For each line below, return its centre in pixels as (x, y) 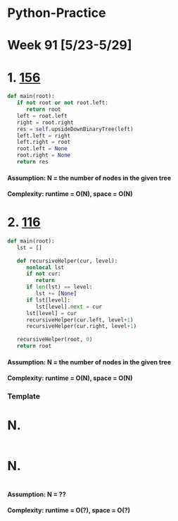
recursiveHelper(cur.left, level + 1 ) (80, 320)
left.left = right (44, 135)
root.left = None (42, 149)
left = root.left (42, 116)
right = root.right (45, 122)
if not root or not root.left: (63, 103)
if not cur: (43, 274)
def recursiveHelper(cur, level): (67, 261)
